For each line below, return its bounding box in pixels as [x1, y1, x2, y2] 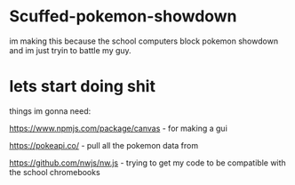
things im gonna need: [9, 105, 92, 117]
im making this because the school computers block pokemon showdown [9, 36, 278, 46]
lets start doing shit [9, 76, 155, 97]
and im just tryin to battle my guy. [9, 44, 132, 55]
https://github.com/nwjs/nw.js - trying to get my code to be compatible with [9, 157, 286, 168]
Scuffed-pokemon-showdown [9, 6, 237, 27]
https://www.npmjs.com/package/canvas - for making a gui [9, 123, 228, 133]
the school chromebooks [9, 166, 100, 177]
